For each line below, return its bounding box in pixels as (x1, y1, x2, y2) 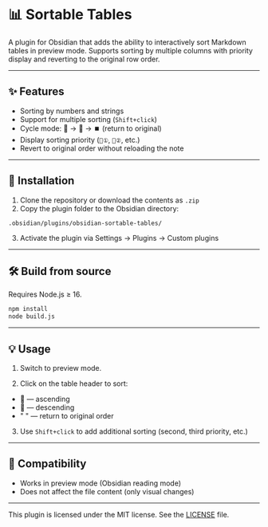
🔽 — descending (19, 403, 75, 412)
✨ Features (8, 85, 65, 99)
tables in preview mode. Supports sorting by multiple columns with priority (8, 45, 254, 55)
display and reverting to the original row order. (8, 54, 160, 64)
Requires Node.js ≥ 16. (8, 289, 82, 299)
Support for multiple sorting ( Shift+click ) (19, 114, 158, 124)
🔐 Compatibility (8, 457, 87, 470)
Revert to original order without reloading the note (19, 144, 184, 153)
